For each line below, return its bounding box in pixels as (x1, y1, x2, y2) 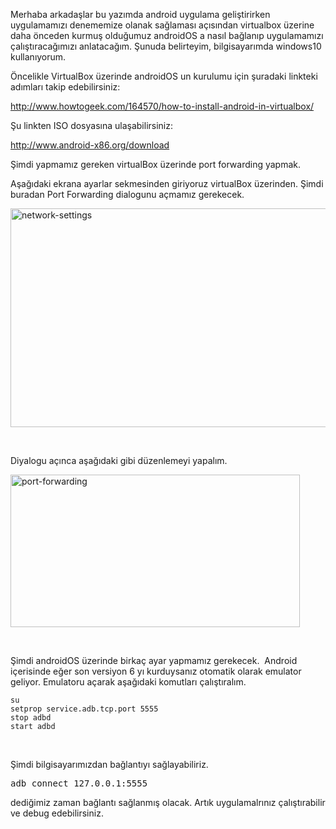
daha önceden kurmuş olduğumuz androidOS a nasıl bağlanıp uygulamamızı (10, 30, 324, 41)
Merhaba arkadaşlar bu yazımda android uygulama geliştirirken (10, 9, 271, 20)
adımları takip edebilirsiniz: (10, 81, 121, 93)
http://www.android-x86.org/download (10, 139, 170, 151)
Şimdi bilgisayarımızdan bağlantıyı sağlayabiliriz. (10, 759, 209, 770)
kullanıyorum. (10, 51, 67, 63)
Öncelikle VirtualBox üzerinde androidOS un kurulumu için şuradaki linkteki (10, 70, 318, 82)
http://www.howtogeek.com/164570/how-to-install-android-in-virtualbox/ (10, 100, 315, 112)
